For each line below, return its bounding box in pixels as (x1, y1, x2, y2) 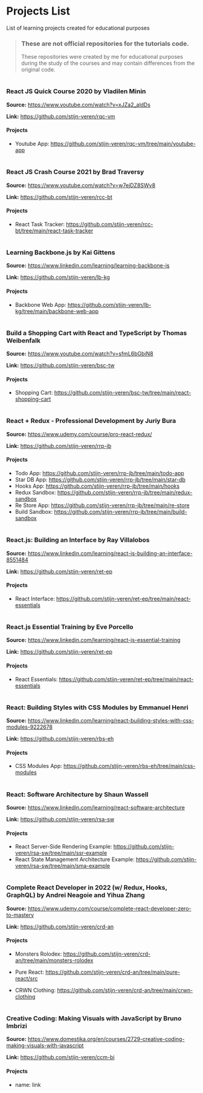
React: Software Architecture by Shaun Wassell (6, 790, 149, 798)
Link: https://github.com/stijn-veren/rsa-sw (6, 815, 115, 822)
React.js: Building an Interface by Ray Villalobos (6, 536, 150, 544)
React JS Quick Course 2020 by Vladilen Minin (6, 87, 146, 96)
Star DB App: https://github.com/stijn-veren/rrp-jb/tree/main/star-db (14, 476, 186, 484)
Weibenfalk (6, 336, 41, 344)
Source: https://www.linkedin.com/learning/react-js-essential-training (6, 637, 181, 644)
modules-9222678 (6, 723, 53, 730)
